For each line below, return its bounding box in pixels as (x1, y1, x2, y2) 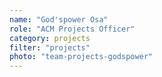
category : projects (9, 33, 91, 43)
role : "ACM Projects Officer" (9, 24, 136, 34)
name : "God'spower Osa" (9, 14, 109, 25)
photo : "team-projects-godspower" (9, 52, 154, 62)
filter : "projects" (9, 42, 91, 53)
